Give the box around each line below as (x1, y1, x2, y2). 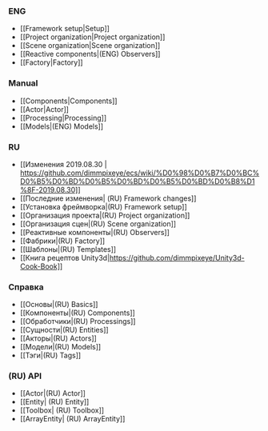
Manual (8, 78, 38, 89)
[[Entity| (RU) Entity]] (19, 397, 90, 407)
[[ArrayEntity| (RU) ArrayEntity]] (19, 414, 126, 424)
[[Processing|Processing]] (19, 113, 107, 122)
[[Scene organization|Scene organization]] (19, 41, 161, 50)
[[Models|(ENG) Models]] (19, 122, 104, 131)
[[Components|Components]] (19, 96, 118, 106)
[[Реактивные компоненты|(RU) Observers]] (19, 227, 170, 237)
